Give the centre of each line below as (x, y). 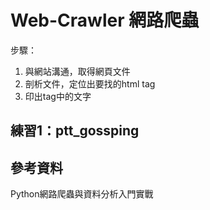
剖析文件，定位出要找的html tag (90, 83)
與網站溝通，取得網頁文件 (77, 71)
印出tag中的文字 (58, 96)
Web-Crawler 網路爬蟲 (105, 20)
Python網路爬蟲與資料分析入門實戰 (82, 194)
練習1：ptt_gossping (75, 131)
